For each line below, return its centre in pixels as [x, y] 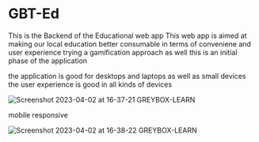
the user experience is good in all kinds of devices [90, 84]
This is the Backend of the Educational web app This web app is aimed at [128, 35]
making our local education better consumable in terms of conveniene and [130, 43]
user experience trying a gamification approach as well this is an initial [123, 52]
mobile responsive [38, 114]
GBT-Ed [34, 14]
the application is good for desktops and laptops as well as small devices [128, 76]
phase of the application [48, 61]
